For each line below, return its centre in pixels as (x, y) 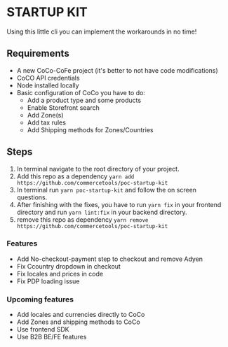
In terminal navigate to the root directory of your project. (98, 169)
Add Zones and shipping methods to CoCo (79, 322)
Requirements (38, 54)
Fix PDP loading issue (48, 281)
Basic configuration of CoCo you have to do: (81, 92)
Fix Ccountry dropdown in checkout (68, 266)
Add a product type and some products (84, 100)
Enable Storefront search (63, 107)
